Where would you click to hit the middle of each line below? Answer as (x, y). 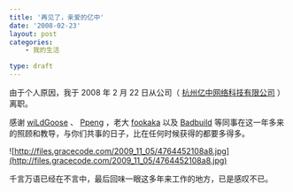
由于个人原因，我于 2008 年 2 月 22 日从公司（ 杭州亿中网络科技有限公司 (143, 92)
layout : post (33, 34)
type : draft (31, 66)
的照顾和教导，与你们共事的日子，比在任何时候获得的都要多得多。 (129, 133)
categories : (31, 42)
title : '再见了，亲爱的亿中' (57, 17)
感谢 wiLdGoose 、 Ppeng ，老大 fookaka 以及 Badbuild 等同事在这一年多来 (147, 122)
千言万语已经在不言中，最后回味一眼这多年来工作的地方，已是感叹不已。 (141, 179)
